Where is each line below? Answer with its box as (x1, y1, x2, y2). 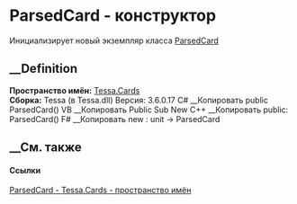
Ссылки (9, 164, 41, 175)
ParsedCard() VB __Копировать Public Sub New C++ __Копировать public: (9, 104, 289, 115)
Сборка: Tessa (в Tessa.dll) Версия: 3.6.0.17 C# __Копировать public (9, 94, 268, 105)
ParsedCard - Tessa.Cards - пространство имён (9, 185, 192, 196)
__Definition (9, 61, 78, 76)
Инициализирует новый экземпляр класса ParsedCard (9, 35, 219, 46)
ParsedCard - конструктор (9, 5, 217, 26)
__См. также (9, 140, 83, 155)
